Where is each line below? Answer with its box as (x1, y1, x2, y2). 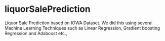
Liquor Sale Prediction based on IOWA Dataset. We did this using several (4, 20, 153, 26)
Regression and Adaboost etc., (4, 30, 68, 36)
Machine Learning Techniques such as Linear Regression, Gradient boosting (4, 25, 160, 31)
